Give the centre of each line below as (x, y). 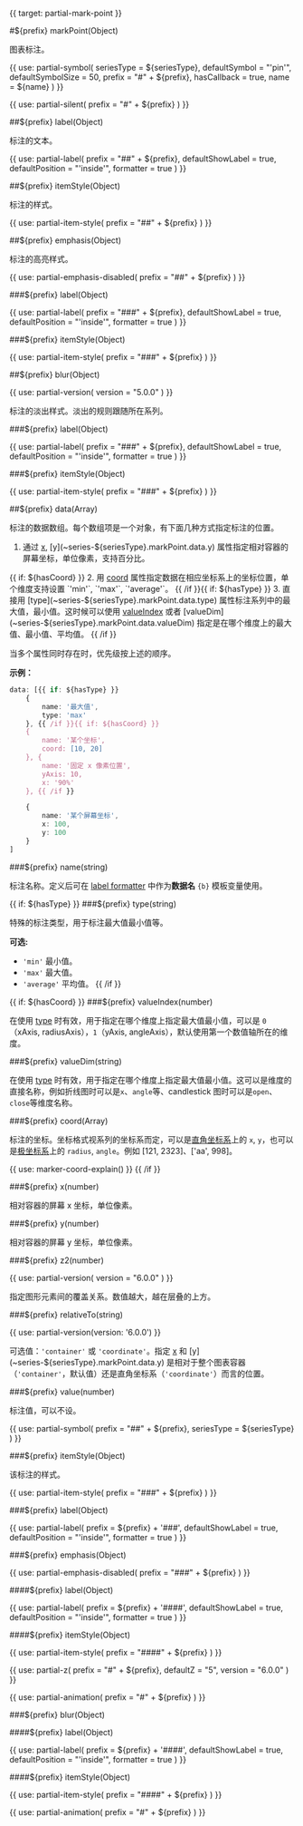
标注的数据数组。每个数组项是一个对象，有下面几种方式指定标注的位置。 (144, 528)
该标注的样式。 (37, 1474)
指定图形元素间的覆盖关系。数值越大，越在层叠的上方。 (112, 1297)
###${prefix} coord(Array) (59, 1121)
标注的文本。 (33, 141)
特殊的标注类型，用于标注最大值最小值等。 (89, 922)
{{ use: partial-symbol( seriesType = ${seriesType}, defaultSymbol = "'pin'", (151, 68)
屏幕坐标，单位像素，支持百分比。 (86, 558)
